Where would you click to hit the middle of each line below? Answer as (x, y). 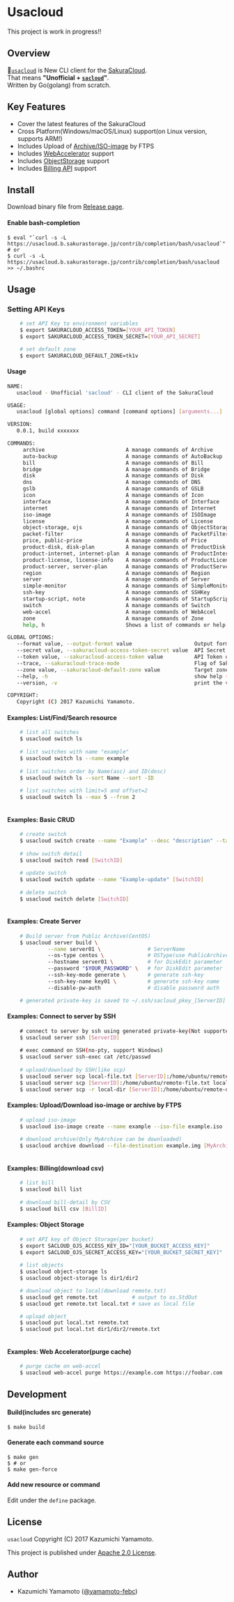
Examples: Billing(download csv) (56, 1168)
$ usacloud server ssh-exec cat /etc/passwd (85, 1057)
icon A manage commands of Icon (113, 496)
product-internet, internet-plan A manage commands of (106, 554)
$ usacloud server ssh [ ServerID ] (70, 1037)
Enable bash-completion (44, 222)
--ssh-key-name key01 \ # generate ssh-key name (133, 981)
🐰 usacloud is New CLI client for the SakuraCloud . (77, 70)
